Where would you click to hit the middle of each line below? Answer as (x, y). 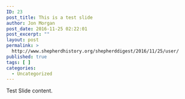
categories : (21, 68)
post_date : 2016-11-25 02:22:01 (47, 29)
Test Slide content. (30, 91)
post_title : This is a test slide (50, 18)
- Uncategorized (32, 74)
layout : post (23, 40)
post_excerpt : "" (28, 34)
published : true (27, 57)
